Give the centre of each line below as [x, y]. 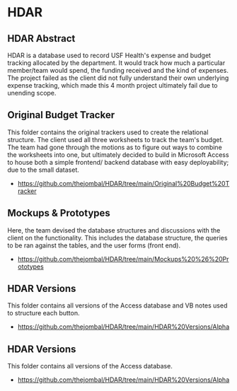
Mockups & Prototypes [59, 213]
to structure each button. [44, 313]
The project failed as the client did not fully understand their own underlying [118, 78]
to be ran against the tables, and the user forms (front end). [94, 245]
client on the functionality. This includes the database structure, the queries [117, 238]
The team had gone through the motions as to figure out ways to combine [115, 147]
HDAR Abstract [41, 39]
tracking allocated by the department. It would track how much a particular [116, 63]
